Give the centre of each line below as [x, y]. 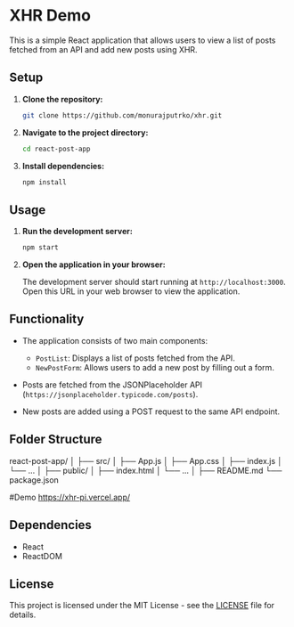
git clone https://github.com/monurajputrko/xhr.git [122, 115]
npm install [44, 182]
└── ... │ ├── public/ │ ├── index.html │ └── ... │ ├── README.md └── [146, 470]
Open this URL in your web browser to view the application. [131, 291]
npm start [41, 248]
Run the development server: [78, 232]
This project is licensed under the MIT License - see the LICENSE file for [142, 606]
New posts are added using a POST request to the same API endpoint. [151, 411]
